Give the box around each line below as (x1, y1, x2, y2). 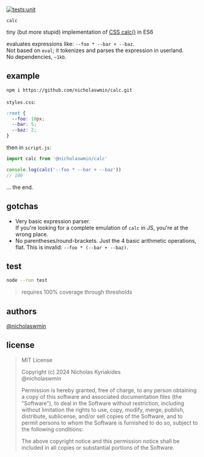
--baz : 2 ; (12, 127, 37, 133)
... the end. (6, 184, 34, 191)
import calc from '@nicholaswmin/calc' (6, 156, 108, 162)
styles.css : (6, 98, 35, 105)
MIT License (21, 356, 53, 363)
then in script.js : (6, 144, 52, 151)
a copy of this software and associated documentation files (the (21, 393, 182, 400)
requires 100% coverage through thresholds (21, 288, 133, 296)
